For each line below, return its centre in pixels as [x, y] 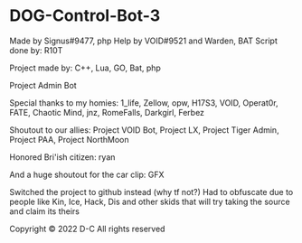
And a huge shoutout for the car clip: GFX [87, 174]
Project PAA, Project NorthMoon [69, 139]
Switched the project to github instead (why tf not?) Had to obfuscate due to [151, 192]
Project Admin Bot [43, 85]
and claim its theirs [44, 211]
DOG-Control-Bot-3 [85, 16]
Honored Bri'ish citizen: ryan [62, 157]
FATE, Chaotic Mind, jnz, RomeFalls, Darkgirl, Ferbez [107, 112]
